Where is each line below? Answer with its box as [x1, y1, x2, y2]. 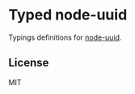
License [8, 56, 49, 70]
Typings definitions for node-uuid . [8, 32, 122, 42]
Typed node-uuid [8, 6, 128, 24]
